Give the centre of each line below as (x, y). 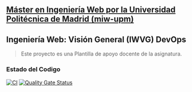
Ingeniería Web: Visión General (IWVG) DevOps (96, 39)
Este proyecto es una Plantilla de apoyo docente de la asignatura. (101, 54)
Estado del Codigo (33, 69)
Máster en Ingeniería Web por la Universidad (91, 10)
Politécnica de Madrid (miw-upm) (70, 19)
